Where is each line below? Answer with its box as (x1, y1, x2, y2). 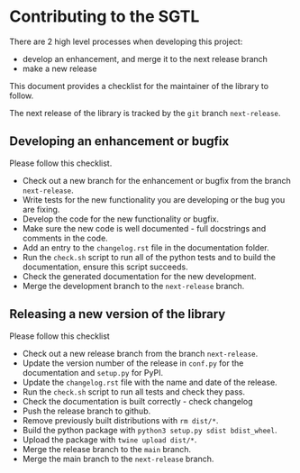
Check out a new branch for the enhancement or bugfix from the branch (22, 175, 291, 186)
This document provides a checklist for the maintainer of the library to (9, 80, 268, 91)
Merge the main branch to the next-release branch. (22, 453, 214, 464)
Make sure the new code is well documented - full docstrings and (22, 223, 267, 233)
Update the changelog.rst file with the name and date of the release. (22, 377, 277, 387)
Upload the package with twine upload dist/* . (22, 434, 197, 445)
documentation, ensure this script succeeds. (22, 261, 188, 272)
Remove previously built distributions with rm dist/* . (22, 414, 219, 425)
